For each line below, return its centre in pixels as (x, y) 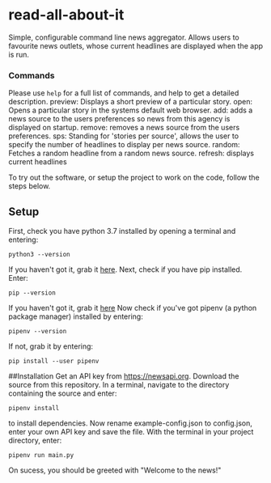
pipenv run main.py (41, 455)
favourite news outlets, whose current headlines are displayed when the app (136, 45)
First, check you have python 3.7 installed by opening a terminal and (122, 231)
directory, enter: (35, 441)
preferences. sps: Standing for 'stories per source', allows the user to (124, 136)
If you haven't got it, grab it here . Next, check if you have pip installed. (125, 269)
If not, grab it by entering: (51, 346)
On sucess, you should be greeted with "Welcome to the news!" (115, 470)
